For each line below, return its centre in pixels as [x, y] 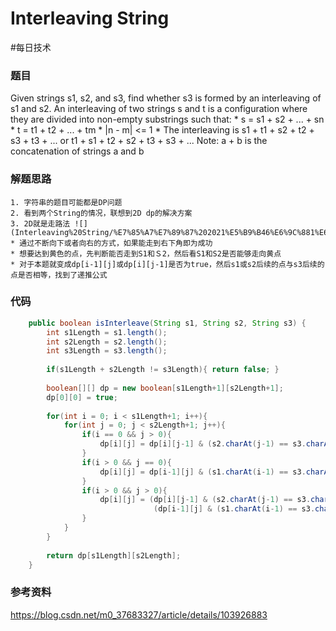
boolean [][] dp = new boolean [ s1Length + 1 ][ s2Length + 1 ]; [165, 388]
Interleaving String [90, 18]
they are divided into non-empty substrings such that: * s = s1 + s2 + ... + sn [167, 119]
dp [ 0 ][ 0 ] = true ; [82, 397]
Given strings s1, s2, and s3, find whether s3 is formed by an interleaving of [166, 98]
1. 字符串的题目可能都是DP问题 [66, 202]
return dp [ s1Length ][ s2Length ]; [114, 555]
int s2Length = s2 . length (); [107, 342]
